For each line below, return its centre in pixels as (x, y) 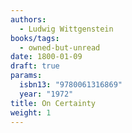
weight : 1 (31, 112)
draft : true (35, 66)
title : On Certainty (53, 103)
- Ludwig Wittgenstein (66, 29)
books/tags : (35, 38)
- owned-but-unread (60, 47)
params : (26, 76)
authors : (28, 19)
